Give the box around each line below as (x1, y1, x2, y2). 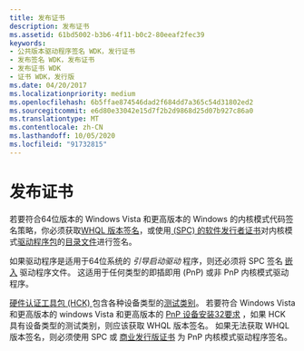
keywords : (9, 38, 47, 48)
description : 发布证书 (9, 22, 90, 31)
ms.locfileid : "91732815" (9, 140, 107, 149)
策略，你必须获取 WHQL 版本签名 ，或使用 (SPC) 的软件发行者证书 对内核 (16, 224, 286, 236)
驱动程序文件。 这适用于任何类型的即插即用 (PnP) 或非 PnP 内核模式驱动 (19, 267, 289, 278)
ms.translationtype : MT (9, 114, 100, 123)
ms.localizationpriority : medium (9, 89, 136, 98)
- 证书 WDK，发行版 (9, 73, 75, 82)
